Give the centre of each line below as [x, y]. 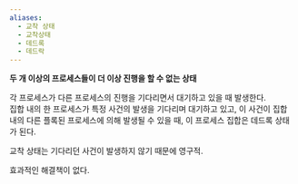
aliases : [26, 18]
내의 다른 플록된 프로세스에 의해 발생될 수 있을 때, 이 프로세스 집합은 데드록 [141, 121]
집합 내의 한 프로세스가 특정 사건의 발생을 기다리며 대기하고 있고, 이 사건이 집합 [149, 109]
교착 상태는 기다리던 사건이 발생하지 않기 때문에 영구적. [106, 151]
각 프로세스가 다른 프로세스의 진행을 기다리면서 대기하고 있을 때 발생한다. [138, 98]
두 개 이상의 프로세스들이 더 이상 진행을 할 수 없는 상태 [103, 79]
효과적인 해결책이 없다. [50, 170]
